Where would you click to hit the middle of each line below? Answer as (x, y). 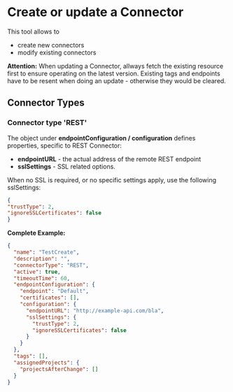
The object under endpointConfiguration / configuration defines (101, 138)
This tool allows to (33, 31)
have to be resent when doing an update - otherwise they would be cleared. (116, 80)
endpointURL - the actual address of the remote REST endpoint (109, 159)
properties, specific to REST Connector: (65, 145)
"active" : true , (37, 272)
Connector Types (46, 103)
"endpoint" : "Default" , (55, 291)
